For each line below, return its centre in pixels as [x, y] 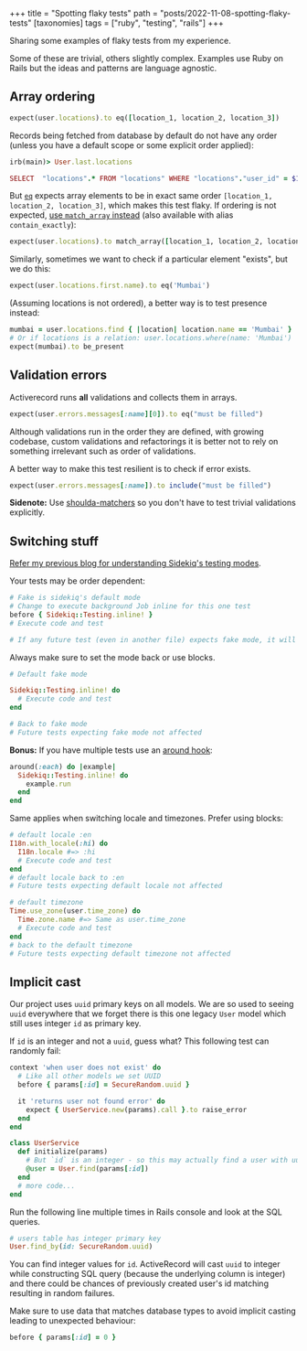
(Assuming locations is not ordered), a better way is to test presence [138, 303]
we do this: [30, 269]
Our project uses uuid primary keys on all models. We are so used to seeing [152, 1004]
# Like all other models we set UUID [90, 1077]
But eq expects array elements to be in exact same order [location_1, [141, 196]
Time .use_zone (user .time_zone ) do [75, 911]
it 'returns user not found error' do [92, 1101]
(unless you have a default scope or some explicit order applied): [132, 145]
